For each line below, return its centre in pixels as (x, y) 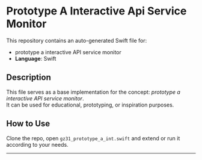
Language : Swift (35, 58)
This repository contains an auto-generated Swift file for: (77, 40)
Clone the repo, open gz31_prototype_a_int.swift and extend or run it (93, 138)
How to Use (28, 124)
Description (29, 77)
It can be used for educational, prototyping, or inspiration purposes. (90, 105)
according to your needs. (37, 144)
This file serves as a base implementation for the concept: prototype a (93, 92)
